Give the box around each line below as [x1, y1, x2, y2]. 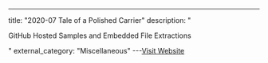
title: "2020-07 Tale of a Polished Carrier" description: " [8, 16, 191, 24]
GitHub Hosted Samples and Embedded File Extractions [8, 31, 191, 40]
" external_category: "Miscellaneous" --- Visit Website [8, 46, 185, 55]
